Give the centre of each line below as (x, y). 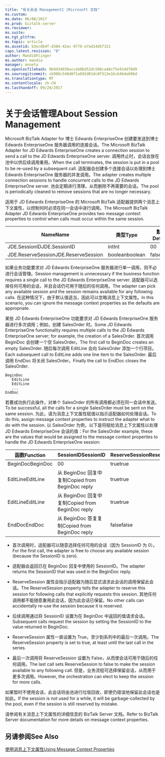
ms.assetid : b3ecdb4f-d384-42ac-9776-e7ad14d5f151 (58, 46)
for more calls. (27, 682)
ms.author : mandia (24, 60)
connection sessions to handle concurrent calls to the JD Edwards (72, 180)
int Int (114, 247)
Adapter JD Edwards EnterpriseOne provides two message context (73, 214)
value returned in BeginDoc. (41, 627)
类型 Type (127, 235)
